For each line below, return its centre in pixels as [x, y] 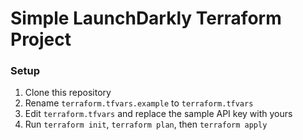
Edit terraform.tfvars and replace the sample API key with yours [158, 114]
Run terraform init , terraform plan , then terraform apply [146, 124]
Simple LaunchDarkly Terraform [146, 18]
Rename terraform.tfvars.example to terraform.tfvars [139, 103]
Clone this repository [68, 93]
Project [41, 39]
